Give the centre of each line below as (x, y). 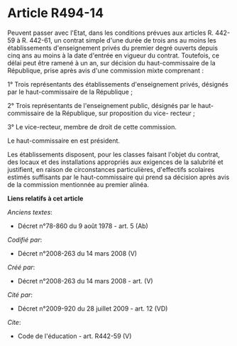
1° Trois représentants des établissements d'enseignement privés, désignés (118, 84)
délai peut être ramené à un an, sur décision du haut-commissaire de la (111, 63)
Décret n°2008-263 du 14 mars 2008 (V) (77, 253)
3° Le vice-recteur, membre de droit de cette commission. (92, 126)
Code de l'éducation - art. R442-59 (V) (75, 336)
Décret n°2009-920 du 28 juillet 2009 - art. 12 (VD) (93, 308)
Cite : (14, 322)
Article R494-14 (56, 13)
